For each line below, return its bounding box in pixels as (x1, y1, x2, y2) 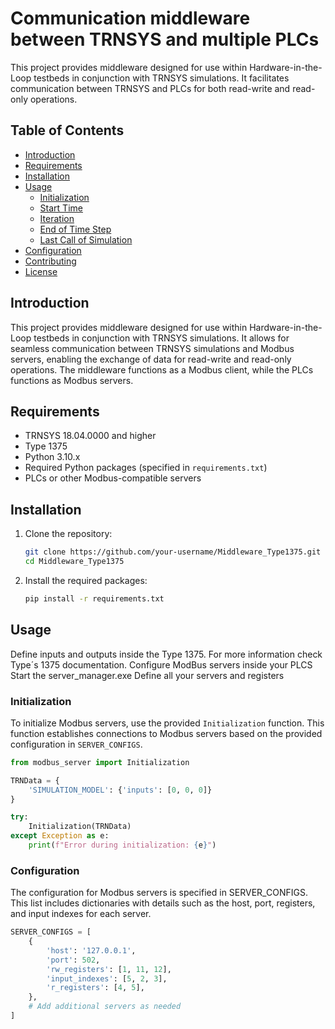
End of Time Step (39, 223, 112, 235)
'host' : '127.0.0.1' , (46, 945, 137, 956)
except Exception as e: (10, 831, 110, 841)
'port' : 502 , (46, 955, 101, 965)
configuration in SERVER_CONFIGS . (10, 738, 143, 750)
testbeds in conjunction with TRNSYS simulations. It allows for (33, 332, 290, 344)
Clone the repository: (24, 528, 113, 540)
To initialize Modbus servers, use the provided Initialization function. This (10, 717, 325, 729)
